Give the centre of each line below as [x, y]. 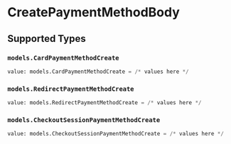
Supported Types [47, 39]
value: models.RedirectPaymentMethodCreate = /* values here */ [104, 103]
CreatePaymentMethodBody [93, 12]
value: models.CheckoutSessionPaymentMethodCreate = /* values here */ [116, 134]
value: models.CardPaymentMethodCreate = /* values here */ [98, 72]
